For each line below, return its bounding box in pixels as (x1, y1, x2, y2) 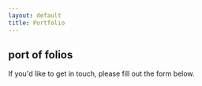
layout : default (8, 11, 62, 20)
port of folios (8, 48, 73, 62)
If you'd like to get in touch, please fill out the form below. (8, 69, 195, 79)
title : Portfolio (8, 19, 65, 27)
